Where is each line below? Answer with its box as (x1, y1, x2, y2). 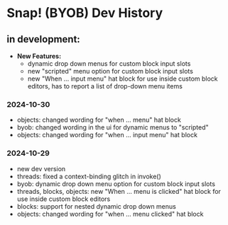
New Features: (16, 52, 62, 60)
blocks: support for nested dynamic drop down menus (16, 202, 177, 210)
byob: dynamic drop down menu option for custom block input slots (16, 179, 216, 188)
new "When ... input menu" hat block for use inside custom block (27, 74, 218, 83)
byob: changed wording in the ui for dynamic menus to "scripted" (16, 123, 209, 132)
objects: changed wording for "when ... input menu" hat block (16, 131, 198, 139)
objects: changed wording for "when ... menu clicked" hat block (16, 209, 204, 218)
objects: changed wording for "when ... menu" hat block (16, 115, 182, 125)
